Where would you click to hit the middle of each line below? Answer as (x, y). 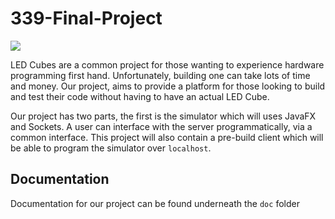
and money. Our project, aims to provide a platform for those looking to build (168, 86)
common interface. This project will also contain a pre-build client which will (167, 137)
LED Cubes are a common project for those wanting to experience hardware (167, 64)
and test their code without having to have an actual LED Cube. (140, 96)
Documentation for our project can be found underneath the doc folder (155, 203)
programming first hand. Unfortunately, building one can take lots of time (160, 75)
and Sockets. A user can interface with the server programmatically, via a (161, 126)
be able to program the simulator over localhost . (111, 148)
